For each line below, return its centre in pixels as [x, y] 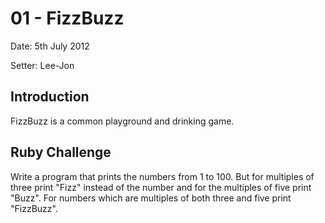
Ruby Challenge [61, 152]
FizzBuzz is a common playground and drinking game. [122, 121]
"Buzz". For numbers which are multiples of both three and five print [151, 198]
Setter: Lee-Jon [42, 65]
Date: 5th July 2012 [50, 46]
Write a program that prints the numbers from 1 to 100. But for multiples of [162, 176]
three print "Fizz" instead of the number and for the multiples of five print [161, 187]
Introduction [50, 97]
